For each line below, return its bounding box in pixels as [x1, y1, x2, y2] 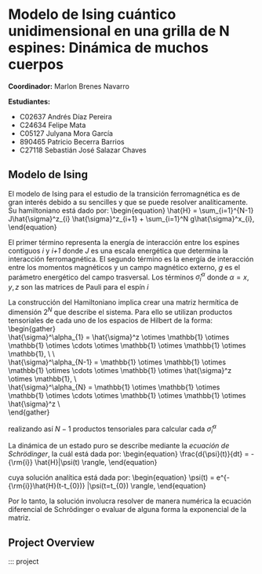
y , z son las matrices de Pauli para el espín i [8, 283, 149, 292]
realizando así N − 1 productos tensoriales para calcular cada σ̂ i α [8, 422, 217, 435]
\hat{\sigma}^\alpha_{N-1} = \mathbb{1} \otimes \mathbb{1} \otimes [8, 357, 226, 367]
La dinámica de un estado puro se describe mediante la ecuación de [8, 441, 230, 451]
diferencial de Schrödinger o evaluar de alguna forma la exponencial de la [8, 505, 247, 514]
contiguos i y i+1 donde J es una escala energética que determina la [8, 246, 229, 255]
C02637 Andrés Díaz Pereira [19, 112, 112, 121]
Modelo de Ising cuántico [8, 5, 176, 24]
